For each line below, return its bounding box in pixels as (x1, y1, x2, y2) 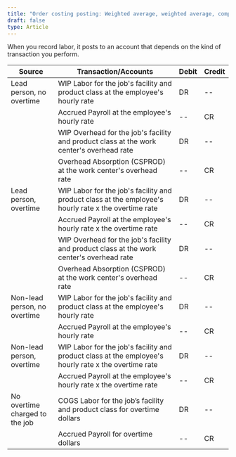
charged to (11, 409, 47, 419)
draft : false (7, 17, 46, 24)
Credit (204, 67, 225, 77)
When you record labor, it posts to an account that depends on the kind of (7, 43, 221, 51)
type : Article (7, 23, 49, 30)
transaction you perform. (7, 50, 79, 58)
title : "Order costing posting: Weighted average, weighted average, (7, 10, 216, 18)
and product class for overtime (58, 405, 159, 415)
